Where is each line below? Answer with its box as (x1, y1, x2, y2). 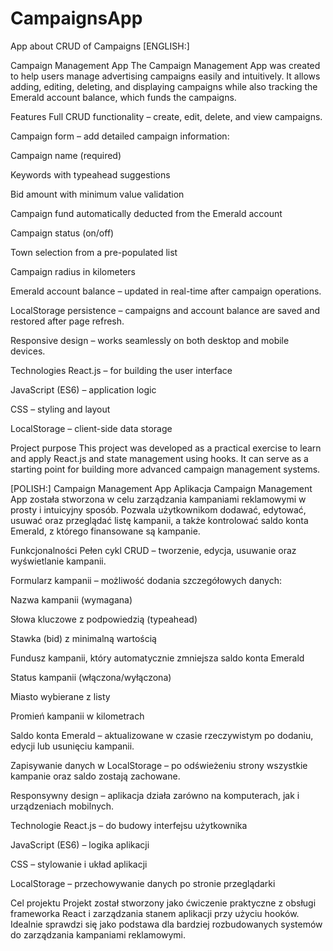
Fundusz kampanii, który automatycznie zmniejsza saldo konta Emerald (10, 652, 305, 664)
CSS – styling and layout (10, 403, 111, 415)
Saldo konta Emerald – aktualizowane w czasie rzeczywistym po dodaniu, (10, 729, 314, 741)
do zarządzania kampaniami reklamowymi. (10, 928, 187, 941)
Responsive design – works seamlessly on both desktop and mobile (10, 334, 290, 346)
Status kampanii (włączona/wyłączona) (10, 671, 172, 683)
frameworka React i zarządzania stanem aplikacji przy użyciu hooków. (10, 907, 300, 919)
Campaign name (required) (10, 149, 122, 161)
